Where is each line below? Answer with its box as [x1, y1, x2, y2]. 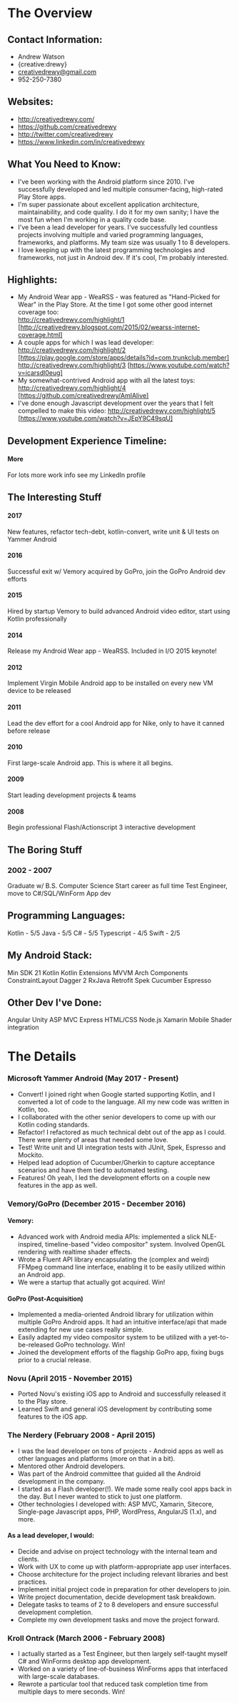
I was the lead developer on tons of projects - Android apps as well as [17, 1447, 224, 1455]
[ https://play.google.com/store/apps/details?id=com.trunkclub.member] [17, 354, 230, 362]
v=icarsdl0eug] [17, 369, 63, 377]
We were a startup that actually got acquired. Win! [17, 1277, 166, 1287]
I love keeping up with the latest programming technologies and [17, 245, 205, 254]
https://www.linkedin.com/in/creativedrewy [17, 137, 145, 146]
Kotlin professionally [7, 614, 68, 623]
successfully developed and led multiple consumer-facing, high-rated [17, 184, 223, 194]
